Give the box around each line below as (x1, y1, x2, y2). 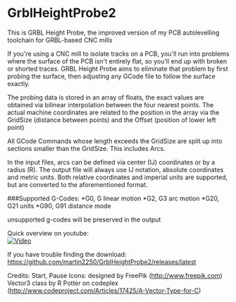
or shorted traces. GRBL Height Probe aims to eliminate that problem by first (7, 64, 228, 73)
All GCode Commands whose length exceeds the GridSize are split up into (7, 136, 223, 145)
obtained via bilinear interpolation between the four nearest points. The (7, 100, 214, 109)
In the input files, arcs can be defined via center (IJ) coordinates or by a (7, 157, 216, 167)
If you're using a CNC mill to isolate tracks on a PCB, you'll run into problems (7, 49, 230, 58)
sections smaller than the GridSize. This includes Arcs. (7, 144, 166, 152)
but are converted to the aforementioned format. (7, 180, 148, 188)
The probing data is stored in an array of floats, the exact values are (7, 93, 204, 102)
